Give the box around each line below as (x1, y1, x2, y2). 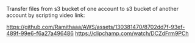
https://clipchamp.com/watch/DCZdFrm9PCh (75, 30, 189, 37)
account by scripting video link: (6, 12, 85, 19)
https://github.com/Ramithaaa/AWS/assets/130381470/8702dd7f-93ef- (6, 24, 185, 30)
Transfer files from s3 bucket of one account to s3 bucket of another (6, 5, 179, 12)
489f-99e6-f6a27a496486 (6, 30, 74, 37)
